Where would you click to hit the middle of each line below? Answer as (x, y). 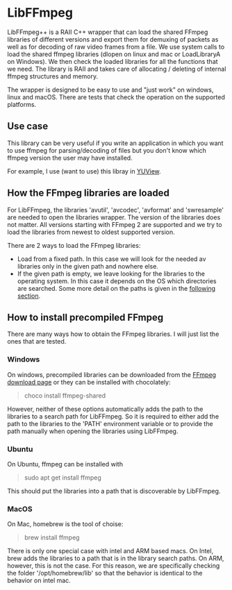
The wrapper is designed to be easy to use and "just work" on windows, (110, 90)
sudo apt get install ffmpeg (63, 478)
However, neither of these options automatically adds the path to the (105, 409)
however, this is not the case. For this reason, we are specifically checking (114, 566)
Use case (28, 126)
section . (29, 296)
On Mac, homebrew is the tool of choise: (65, 524)
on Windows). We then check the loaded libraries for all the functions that (113, 61)
